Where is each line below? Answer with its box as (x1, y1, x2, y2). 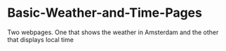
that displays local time (7, 35, 74, 43)
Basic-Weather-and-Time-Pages (7, 5, 202, 21)
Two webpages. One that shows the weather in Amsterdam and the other (7, 28, 219, 36)
